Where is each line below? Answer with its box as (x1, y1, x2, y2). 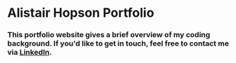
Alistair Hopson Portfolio (7, 5, 155, 21)
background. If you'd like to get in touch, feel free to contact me (7, 38, 229, 48)
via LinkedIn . (7, 48, 52, 57)
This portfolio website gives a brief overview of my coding (7, 30, 211, 40)
